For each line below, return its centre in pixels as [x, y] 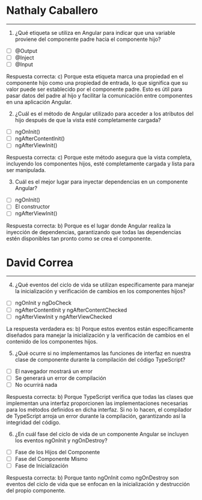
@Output [26, 51]
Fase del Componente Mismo [51, 458]
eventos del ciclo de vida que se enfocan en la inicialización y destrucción [98, 484]
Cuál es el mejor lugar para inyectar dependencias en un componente [101, 182]
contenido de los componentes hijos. [52, 341]
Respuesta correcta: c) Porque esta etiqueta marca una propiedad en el [95, 76]
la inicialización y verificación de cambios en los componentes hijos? [100, 291]
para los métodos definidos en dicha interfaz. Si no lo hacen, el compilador [99, 409]
